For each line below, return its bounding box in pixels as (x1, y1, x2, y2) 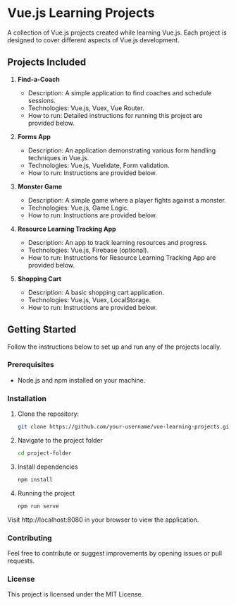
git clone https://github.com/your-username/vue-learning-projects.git (17, 424, 232, 431)
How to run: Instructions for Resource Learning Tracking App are (27, 253, 216, 262)
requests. (7, 556, 35, 565)
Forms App (17, 132, 51, 140)
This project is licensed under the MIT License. (7, 590, 144, 599)
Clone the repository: (17, 409, 80, 418)
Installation (7, 393, 47, 403)
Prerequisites (7, 360, 54, 370)
